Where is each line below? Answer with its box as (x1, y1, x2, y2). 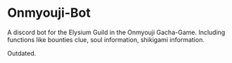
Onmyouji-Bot (7, 5, 91, 21)
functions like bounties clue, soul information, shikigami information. (7, 35, 205, 43)
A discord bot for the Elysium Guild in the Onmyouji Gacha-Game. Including (7, 28, 226, 36)
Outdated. (7, 49, 37, 57)
